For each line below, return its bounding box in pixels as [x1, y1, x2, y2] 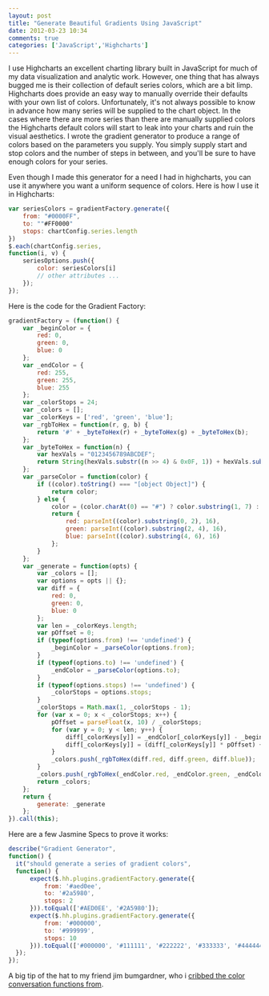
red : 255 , [37, 369, 70, 377]
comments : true [8, 34, 59, 42]
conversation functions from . [8, 979, 104, 989]
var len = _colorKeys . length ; [37, 622, 138, 630]
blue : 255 [37, 383, 70, 392]
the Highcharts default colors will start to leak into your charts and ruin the [8, 123, 254, 133]
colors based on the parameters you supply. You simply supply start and [8, 140, 247, 150]
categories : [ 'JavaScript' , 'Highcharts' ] [8, 42, 149, 50]
